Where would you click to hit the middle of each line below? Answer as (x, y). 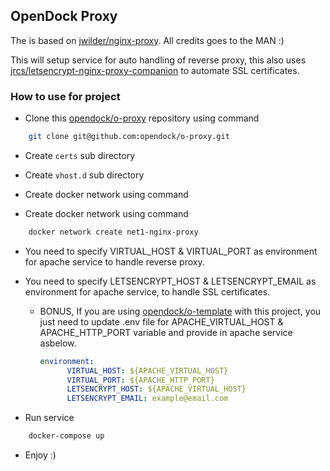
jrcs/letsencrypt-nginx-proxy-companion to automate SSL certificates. (155, 70)
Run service (49, 418)
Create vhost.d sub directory (84, 175)
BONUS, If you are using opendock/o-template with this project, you (180, 311)
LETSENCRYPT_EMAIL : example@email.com (147, 399)
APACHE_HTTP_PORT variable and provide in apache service (166, 332)
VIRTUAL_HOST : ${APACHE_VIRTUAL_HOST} (147, 370)
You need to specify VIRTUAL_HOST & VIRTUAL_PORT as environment (171, 251)
